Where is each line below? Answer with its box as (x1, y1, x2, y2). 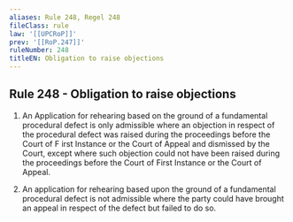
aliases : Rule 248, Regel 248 (9, 12, 121, 22)
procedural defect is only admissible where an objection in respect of (21, 119, 275, 130)
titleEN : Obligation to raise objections (9, 54, 165, 63)
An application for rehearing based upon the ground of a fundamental (21, 183, 276, 195)
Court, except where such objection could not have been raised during (21, 148, 281, 158)
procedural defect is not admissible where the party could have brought (21, 193, 285, 203)
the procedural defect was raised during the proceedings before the (21, 129, 271, 140)
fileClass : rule (9, 21, 69, 30)
